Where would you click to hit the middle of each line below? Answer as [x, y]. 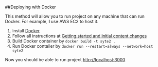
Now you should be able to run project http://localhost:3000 [65, 60]
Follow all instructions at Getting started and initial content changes [79, 36]
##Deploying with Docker [31, 7]
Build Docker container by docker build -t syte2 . [64, 41]
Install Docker [26, 31]
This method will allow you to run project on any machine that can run [75, 16]
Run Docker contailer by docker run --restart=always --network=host [82, 46]
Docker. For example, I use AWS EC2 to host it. [52, 21]
